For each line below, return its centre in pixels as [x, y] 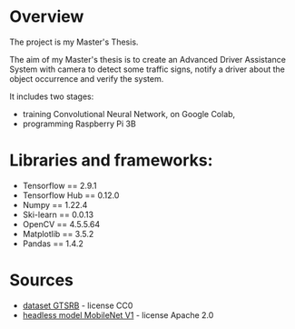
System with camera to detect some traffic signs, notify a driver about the [147, 69]
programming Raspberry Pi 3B [79, 124]
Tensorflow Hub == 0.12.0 [71, 195]
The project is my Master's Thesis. [74, 42]
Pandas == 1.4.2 [53, 244]
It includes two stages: [52, 96]
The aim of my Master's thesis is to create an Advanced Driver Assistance [147, 59]
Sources [42, 280]
